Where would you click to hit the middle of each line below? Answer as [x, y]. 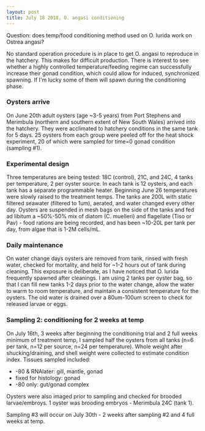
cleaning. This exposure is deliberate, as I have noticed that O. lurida [93, 272]
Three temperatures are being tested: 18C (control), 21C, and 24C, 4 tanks [100, 177]
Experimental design [38, 164]
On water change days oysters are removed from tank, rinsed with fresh [97, 259]
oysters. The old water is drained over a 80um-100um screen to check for [99, 297]
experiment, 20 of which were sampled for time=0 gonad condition [91, 141]
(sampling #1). [24, 148]
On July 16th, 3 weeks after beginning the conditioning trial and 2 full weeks [102, 333]
